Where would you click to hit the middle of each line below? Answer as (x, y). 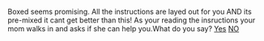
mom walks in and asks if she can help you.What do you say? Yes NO (123, 29)
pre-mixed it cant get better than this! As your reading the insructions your (132, 20)
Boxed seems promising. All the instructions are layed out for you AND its (130, 12)
